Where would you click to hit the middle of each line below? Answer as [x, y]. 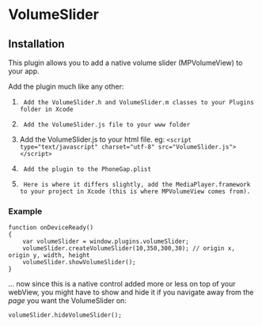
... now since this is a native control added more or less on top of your [122, 284]
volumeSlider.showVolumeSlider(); [79, 263]
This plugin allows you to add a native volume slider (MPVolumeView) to [125, 63]
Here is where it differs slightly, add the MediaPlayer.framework [137, 184]
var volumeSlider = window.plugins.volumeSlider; [106, 242]
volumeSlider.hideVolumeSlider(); [65, 315]
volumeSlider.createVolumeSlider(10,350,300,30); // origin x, [129, 248]
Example [25, 211]
